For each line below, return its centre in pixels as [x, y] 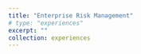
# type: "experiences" [46, 23]
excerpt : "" [28, 30]
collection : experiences [49, 38]
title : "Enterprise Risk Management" [71, 15]
